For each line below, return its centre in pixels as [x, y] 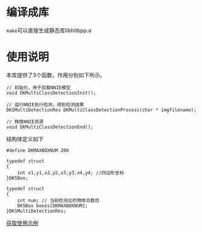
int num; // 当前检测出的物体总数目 [59, 201]
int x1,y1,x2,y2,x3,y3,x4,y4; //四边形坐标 [71, 173]
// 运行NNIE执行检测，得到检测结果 [45, 104]
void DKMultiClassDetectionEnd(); [50, 127]
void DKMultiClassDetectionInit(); [51, 93]
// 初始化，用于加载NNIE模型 [39, 88]
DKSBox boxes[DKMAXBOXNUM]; [52, 206]
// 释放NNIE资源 [25, 122]
